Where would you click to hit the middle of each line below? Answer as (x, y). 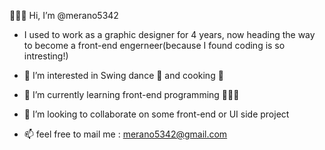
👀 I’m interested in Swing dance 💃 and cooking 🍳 (123, 75)
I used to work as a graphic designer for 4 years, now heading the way (169, 34)
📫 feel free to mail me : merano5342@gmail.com (125, 134)
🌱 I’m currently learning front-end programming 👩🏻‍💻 (131, 94)
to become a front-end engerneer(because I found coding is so (154, 45)
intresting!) (46, 56)
